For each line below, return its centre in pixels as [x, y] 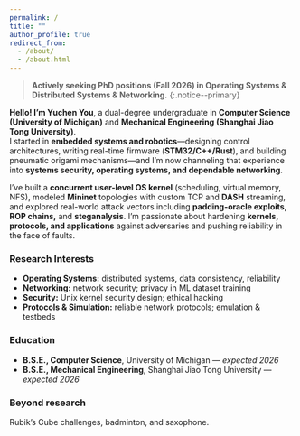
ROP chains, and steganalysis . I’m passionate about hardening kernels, [144, 216]
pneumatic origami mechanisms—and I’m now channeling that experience [147, 160]
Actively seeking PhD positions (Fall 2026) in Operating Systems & [159, 85]
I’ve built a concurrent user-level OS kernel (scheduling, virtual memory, [145, 187]
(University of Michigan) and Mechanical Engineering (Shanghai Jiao [141, 122]
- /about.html [44, 60]
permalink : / [34, 18]
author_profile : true [50, 34]
